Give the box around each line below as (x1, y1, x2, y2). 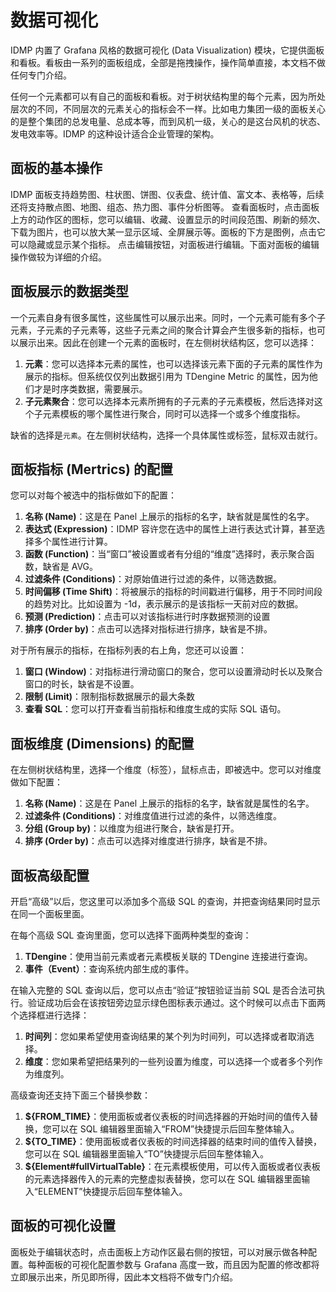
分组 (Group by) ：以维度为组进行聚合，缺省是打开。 (24, 822, 240, 835)
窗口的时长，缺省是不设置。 (24, 678, 140, 690)
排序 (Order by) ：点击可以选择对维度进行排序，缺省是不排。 (24, 835, 273, 847)
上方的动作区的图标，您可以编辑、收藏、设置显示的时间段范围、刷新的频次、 (10, 213, 326, 225)
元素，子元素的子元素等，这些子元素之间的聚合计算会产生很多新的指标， (10, 324, 308, 336)
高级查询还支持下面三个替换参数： (10, 1089, 151, 1101)
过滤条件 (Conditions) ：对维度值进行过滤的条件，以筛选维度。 (24, 810, 283, 822)
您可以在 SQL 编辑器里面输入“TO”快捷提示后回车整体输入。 (24, 1148, 269, 1160)
